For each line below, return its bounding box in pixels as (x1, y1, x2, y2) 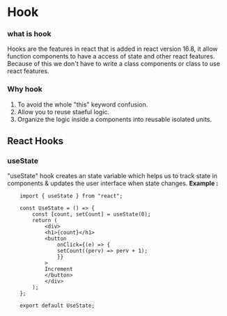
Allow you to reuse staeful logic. (17, 107, 110, 116)
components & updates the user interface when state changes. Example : (7, 179, 219, 188)
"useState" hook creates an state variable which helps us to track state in (7, 172, 218, 180)
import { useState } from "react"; (19, 193, 123, 200)
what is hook (7, 29, 52, 39)
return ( (32, 217, 58, 224)
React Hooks (7, 135, 64, 147)
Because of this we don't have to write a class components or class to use (7, 60, 221, 68)
